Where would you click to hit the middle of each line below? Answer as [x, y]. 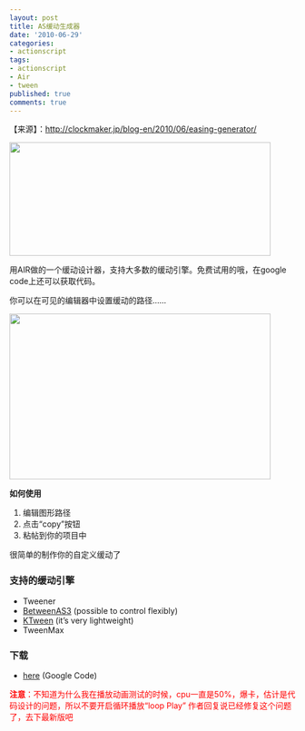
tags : [20, 60]
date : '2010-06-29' [46, 35]
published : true [40, 94]
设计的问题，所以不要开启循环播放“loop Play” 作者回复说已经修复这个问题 [154, 706]
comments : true [38, 102]
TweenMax [43, 630]
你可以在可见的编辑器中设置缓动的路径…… [88, 301]
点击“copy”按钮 [51, 524]
